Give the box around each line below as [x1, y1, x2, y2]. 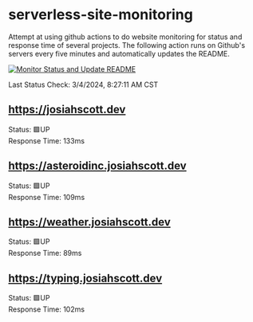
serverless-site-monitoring [8, 6, 193, 24]
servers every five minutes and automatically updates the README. [8, 49, 230, 58]
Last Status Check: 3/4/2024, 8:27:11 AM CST [8, 80, 159, 89]
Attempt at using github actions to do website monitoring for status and [8, 32, 243, 41]
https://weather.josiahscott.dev [8, 215, 172, 229]
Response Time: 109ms [8, 192, 85, 202]
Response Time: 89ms [8, 249, 82, 258]
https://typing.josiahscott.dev [8, 271, 163, 285]
